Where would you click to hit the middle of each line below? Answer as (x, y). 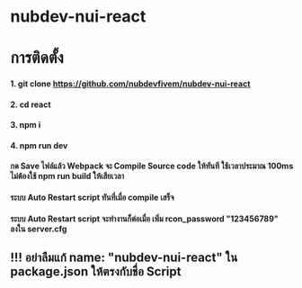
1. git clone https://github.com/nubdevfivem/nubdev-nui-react (130, 84)
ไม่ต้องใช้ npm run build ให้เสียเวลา (67, 176)
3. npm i (26, 125)
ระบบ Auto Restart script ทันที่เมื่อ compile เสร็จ (92, 197)
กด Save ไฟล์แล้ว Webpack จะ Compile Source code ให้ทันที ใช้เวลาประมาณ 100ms (152, 166)
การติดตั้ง (37, 58)
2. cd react (31, 104)
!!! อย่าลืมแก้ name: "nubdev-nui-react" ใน (124, 257)
